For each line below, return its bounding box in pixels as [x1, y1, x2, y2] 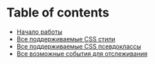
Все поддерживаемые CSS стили [16, 34, 116, 43]
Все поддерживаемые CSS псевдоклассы [16, 42, 141, 50]
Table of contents [6, 5, 110, 21]
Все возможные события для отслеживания [16, 50, 148, 58]
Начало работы [16, 28, 63, 36]
